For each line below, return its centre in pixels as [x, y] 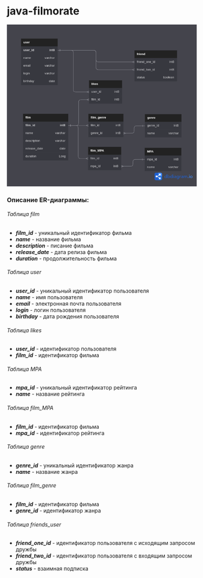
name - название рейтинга [50, 394]
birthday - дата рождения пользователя [67, 317]
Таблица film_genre [32, 485]
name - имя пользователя [49, 297]
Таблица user [24, 272]
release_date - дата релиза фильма [61, 252]
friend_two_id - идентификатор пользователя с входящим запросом [104, 556]
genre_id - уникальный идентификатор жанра [75, 465]
